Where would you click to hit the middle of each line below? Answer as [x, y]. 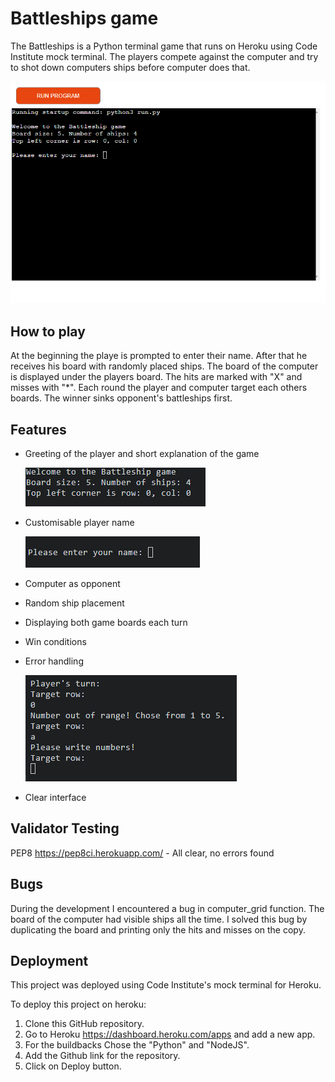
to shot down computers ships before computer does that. [130, 67]
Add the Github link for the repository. [102, 1056]
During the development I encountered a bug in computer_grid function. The [167, 908]
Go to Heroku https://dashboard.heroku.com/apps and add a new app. [170, 1034]
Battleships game [84, 18]
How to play [48, 331]
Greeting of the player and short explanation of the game [142, 453]
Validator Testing [65, 828]
